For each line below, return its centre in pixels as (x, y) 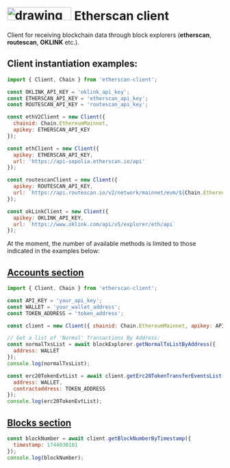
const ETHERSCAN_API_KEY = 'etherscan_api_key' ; (78, 98)
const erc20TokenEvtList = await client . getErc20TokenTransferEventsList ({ (117, 376)
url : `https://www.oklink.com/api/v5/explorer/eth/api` (94, 224)
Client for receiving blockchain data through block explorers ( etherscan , (109, 35)
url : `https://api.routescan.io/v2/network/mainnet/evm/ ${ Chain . (108, 193)
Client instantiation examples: (73, 64)
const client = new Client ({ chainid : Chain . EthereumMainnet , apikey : (110, 325)
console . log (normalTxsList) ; (49, 363)
